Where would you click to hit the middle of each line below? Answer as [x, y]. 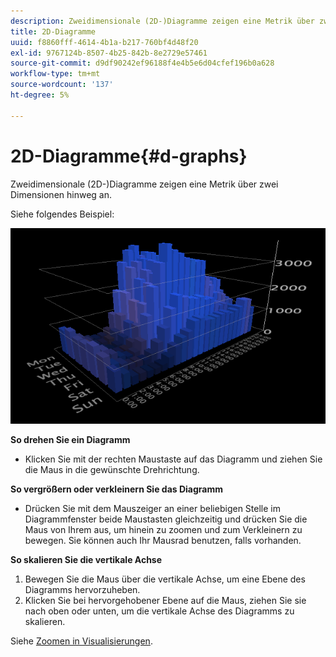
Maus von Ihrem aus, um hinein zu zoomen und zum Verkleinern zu [163, 530]
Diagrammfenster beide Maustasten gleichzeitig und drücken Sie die [166, 519]
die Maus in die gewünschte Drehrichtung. [112, 470]
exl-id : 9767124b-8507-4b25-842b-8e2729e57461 [109, 53]
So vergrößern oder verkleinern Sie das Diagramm [116, 489]
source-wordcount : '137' [62, 85]
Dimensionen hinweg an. [61, 194]
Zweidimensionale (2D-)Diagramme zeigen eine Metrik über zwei [144, 184]
